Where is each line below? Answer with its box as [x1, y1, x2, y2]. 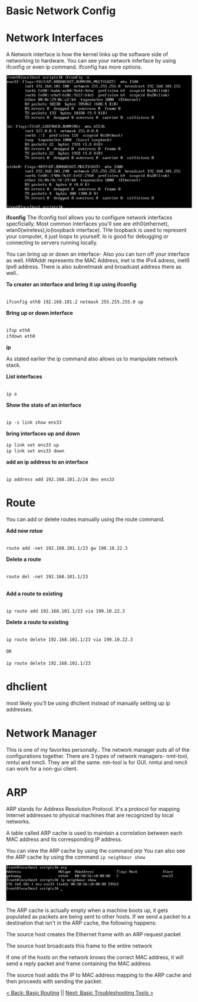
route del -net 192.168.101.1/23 [6, 574, 88, 579]
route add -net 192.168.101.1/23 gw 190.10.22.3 [6, 545, 128, 551]
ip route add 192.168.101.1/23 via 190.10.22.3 [6, 608, 126, 614]
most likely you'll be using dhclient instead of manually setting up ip [6, 700, 170, 707]
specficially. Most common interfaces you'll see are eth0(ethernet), [6, 220, 170, 227]
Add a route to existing [6, 590, 63, 597]
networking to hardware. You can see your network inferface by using [6, 57, 176, 65]
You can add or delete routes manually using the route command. [6, 516, 165, 523]
